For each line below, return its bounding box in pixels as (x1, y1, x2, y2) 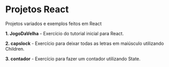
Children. (5, 46, 25, 52)
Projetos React (5, 4, 69, 15)
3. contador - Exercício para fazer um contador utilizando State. (5, 55, 141, 62)
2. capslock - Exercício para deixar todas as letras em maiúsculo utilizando (5, 40, 164, 47)
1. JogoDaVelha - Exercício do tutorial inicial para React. (5, 30, 124, 36)
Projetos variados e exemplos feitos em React (5, 20, 102, 27)
